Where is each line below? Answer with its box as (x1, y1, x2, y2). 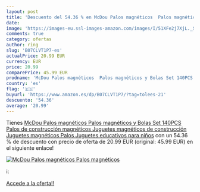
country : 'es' (6, 81, 42, 87)
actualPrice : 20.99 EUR (6, 53, 65, 59)
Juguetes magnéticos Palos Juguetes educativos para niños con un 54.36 (6, 131, 188, 139)
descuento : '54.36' (6, 97, 55, 103)
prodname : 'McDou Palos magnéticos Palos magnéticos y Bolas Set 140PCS (6, 75, 193, 81)
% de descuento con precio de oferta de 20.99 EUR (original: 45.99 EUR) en (6, 138, 193, 145)
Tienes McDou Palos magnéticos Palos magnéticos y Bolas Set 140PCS (6, 119, 182, 126)
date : (6, 20, 20, 26)
